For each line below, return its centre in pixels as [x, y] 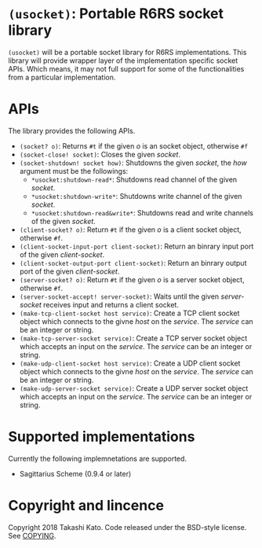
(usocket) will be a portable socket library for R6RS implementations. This [127, 52]
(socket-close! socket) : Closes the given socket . [100, 154]
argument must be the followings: [74, 171]
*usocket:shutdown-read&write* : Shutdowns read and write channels [142, 212]
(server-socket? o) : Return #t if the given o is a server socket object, [132, 279]
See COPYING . [32, 535]
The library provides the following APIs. [72, 131]
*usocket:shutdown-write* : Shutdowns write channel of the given [136, 196]
